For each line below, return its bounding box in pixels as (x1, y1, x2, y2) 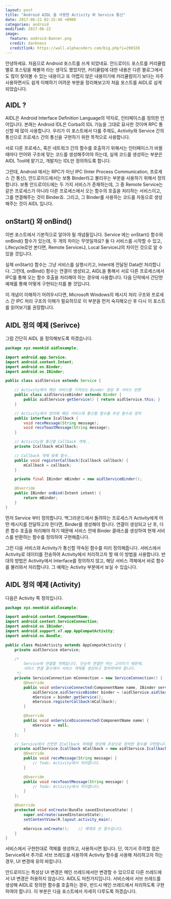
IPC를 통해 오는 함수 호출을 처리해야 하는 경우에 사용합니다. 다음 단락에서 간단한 (5, 274, 163, 281)
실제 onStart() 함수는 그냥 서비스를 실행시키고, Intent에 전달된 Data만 (5, 262, 144, 268)
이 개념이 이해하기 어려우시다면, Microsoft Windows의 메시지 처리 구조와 (5, 292, 151, 298)
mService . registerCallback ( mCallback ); (32, 699, 117, 704)
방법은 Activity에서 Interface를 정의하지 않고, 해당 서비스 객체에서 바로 (14, 558, 155, 564)
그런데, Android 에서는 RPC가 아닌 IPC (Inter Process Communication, (5, 169, 149, 175)
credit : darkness (10, 41, 47, 46)
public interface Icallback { (14, 416, 79, 421)
